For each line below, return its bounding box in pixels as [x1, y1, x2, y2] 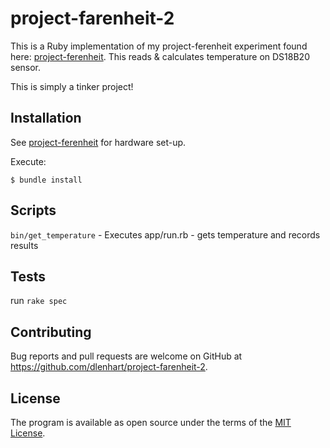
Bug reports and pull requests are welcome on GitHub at [10, 350, 243, 362]
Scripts [10, 202, 57, 219]
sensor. [10, 61, 42, 73]
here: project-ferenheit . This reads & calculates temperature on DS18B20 [10, 50, 310, 62]
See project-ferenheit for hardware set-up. [10, 136, 187, 148]
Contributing [10, 323, 92, 341]
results [10, 239, 39, 251]
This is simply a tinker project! [10, 80, 134, 92]
